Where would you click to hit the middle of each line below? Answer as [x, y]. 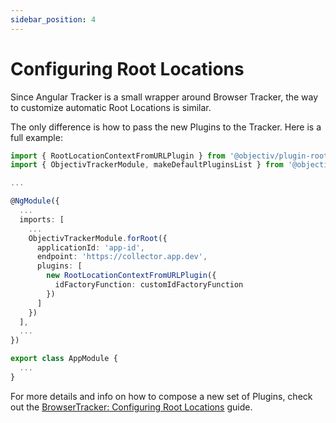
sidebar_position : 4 [53, 19]
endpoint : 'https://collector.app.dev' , [122, 257]
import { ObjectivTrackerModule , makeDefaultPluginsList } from [147, 165]
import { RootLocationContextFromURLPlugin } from [118, 156]
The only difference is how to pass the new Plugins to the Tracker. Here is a [166, 127]
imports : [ [42, 219]
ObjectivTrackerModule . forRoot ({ [98, 238]
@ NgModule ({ [35, 201]
